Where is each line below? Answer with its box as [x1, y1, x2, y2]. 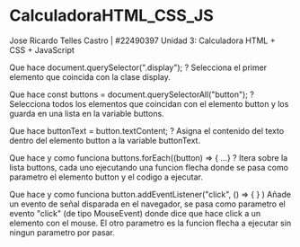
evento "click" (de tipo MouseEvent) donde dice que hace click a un [9, 207, 261, 218]
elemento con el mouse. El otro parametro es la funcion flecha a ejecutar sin [9, 217, 292, 228]
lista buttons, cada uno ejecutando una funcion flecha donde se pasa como [9, 162, 289, 172]
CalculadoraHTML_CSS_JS [9, 5, 214, 26]
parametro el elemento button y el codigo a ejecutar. [9, 172, 204, 182]
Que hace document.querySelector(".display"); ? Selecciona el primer [9, 62, 268, 73]
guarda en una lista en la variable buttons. [9, 108, 164, 119]
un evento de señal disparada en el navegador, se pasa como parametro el [9, 198, 286, 209]
